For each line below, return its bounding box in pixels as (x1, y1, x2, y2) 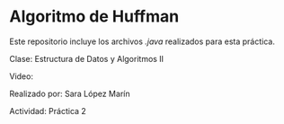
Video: (9, 70, 34, 82)
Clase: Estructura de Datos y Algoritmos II (9, 53, 164, 64)
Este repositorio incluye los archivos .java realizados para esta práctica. (9, 36, 276, 47)
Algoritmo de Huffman (9, 6, 180, 27)
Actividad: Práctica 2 (9, 105, 87, 116)
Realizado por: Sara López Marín (9, 88, 130, 99)
